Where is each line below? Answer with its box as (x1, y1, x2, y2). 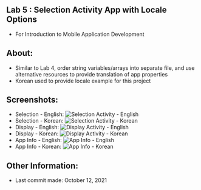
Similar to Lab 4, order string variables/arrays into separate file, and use (15, 64, 195, 72)
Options (6, 15, 38, 25)
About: (6, 48, 33, 58)
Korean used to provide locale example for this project (15, 77, 151, 84)
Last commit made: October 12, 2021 (15, 177, 107, 184)
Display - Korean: (15, 130, 59, 137)
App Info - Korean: (15, 143, 62, 151)
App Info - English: (15, 137, 62, 144)
